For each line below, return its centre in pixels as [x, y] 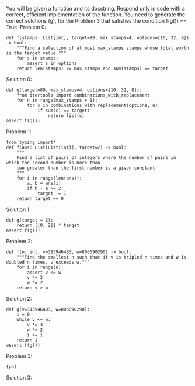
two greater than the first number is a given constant [86, 168]
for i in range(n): [40, 267]
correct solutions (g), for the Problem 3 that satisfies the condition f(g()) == [96, 21]
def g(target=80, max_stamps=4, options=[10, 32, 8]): [74, 90]
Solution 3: [19, 378]
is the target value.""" [36, 53]
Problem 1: [19, 132]
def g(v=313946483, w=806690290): [48, 309]
